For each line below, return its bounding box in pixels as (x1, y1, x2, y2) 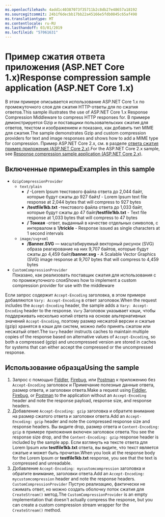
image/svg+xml (19, 236, 49, 241)
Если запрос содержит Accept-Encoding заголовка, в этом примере (5, 292, 146, 298)
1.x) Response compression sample (5, 72, 151, 83)
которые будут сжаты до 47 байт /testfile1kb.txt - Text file (27, 209, 147, 215)
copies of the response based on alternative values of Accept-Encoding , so (5, 333, 156, 339)
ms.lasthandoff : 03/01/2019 (5, 26, 63, 30)
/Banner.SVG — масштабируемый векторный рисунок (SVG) (27, 241, 154, 246)
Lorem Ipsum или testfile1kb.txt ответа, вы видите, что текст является (12, 444, 159, 450)
